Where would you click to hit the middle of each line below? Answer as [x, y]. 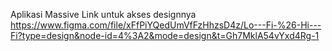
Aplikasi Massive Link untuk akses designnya [103, 14]
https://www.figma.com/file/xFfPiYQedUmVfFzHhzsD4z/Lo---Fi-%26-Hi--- [166, 25]
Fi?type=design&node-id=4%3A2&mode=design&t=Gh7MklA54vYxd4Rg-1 [165, 35]
